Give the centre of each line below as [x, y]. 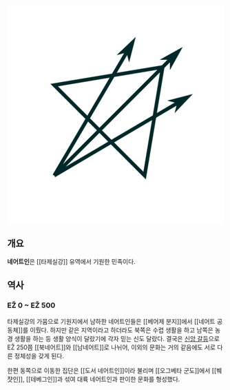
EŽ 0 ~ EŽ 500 [31, 305]
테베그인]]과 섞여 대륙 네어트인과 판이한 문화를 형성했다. [105, 379]
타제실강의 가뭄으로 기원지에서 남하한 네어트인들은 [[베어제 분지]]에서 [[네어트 [111, 321]
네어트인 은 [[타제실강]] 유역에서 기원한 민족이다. [71, 261]
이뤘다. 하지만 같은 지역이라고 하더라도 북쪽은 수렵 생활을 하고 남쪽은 [122, 330]
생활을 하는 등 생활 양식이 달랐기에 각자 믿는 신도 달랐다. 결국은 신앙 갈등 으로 [117, 338]
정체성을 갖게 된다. [39, 356]
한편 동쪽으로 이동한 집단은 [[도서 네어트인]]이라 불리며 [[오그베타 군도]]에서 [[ [112, 370]
